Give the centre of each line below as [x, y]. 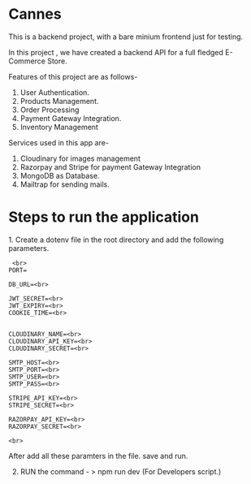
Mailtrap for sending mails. [65, 184]
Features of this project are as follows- [73, 76]
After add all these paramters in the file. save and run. [98, 456]
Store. [57, 61]
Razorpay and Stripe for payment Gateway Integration [110, 166]
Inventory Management [59, 127]
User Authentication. [54, 92]
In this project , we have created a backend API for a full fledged [116, 52]
